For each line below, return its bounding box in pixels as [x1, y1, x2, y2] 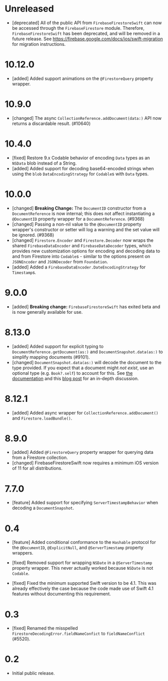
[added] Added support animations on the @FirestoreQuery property [12, 75, 153, 81]
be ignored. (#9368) [12, 232, 54, 238]
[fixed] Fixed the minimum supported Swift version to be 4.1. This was [12, 580, 156, 586]
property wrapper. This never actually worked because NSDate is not [12, 565, 153, 571]
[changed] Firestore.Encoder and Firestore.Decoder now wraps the [12, 237, 154, 243]
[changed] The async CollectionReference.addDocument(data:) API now [12, 115, 162, 121]
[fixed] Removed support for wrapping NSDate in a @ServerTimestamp [12, 560, 152, 566]
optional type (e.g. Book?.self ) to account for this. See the [12, 370, 133, 376]
